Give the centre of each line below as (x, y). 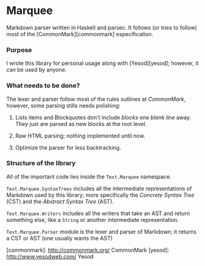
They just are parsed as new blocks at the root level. (81, 124)
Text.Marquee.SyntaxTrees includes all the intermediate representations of (99, 188)
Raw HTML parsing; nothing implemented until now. (80, 136)
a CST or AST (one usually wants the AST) (59, 238)
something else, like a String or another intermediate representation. (93, 220)
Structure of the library (41, 163)
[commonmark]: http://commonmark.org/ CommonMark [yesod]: (88, 250)
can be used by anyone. (37, 70)
